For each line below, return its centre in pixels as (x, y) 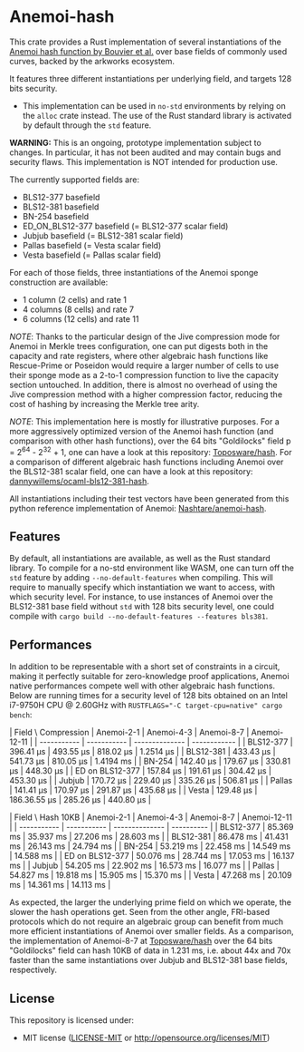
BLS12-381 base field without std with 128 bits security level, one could (142, 607)
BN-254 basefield (56, 216)
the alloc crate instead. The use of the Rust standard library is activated (157, 115)
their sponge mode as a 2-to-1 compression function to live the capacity (144, 375)
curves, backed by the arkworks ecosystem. (92, 61)
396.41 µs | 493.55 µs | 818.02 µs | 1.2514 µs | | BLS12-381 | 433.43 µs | (142, 752)
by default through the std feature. (87, 125)
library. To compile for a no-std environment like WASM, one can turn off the (152, 568)
